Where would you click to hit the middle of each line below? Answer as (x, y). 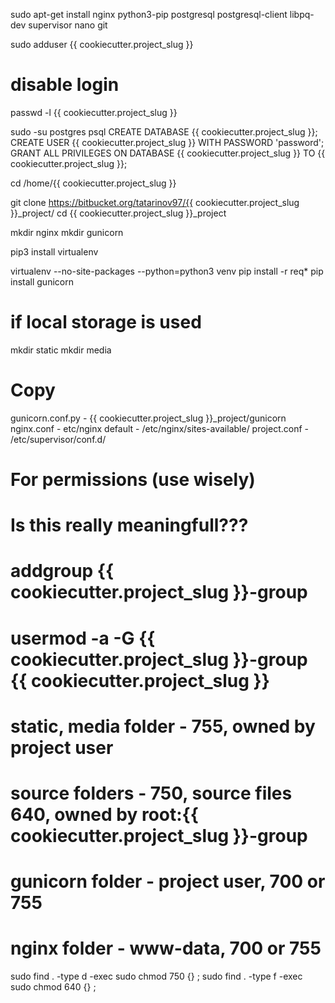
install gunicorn (42, 281)
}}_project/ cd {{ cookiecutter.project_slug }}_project (118, 213)
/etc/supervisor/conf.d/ (58, 439)
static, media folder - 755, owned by (163, 726)
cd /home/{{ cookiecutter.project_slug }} (93, 183)
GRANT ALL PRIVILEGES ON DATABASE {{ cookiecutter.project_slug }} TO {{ (168, 153)
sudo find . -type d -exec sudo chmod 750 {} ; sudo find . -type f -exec (156, 976)
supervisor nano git (68, 25)
